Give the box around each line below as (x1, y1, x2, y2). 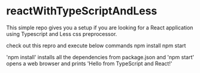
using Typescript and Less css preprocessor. (6, 30, 117, 37)
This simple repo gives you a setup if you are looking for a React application (6, 24, 193, 31)
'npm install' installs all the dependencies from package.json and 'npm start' (6, 53, 195, 60)
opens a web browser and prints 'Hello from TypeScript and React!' (6, 60, 172, 67)
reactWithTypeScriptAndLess (6, 4, 157, 18)
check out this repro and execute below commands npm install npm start (6, 42, 186, 49)
